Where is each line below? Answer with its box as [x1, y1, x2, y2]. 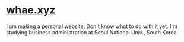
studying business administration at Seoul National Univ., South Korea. [6, 29, 179, 36]
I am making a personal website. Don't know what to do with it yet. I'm [6, 23, 177, 30]
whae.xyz [6, 3, 56, 17]
